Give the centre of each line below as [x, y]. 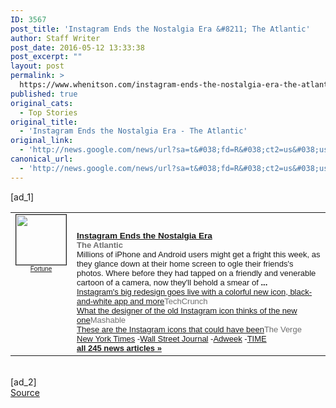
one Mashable [101, 319]
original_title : [44, 122]
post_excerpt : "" [46, 57]
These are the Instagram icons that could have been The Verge [189, 329]
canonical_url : [42, 159]
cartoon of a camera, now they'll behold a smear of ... [172, 282]
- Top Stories [48, 112]
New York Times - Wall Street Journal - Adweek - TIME [171, 338]
